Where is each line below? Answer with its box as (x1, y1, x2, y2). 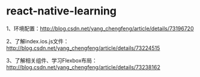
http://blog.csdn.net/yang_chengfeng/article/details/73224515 (6, 44, 160, 52)
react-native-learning (6, 4, 117, 18)
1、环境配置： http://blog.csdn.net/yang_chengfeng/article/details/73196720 (6, 25, 194, 32)
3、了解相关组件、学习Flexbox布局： (6, 57, 98, 64)
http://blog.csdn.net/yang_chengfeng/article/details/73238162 (6, 63, 160, 70)
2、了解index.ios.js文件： (6, 37, 69, 45)
